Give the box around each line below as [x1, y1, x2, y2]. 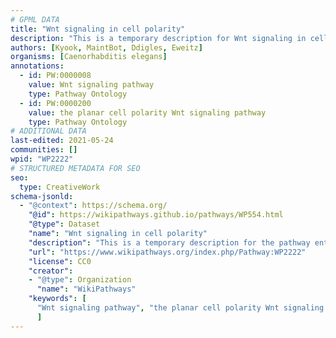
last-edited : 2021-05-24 [10, 136, 114, 146]
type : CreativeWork [19, 182, 101, 192]
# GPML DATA [10, 14, 60, 25]
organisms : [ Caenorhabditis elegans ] [10, 52, 168, 62]
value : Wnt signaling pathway [28, 80, 155, 90]
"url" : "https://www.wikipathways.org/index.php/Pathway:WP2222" [28, 247, 307, 257]
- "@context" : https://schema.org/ [19, 201, 168, 211]
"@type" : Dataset [28, 219, 101, 230]
